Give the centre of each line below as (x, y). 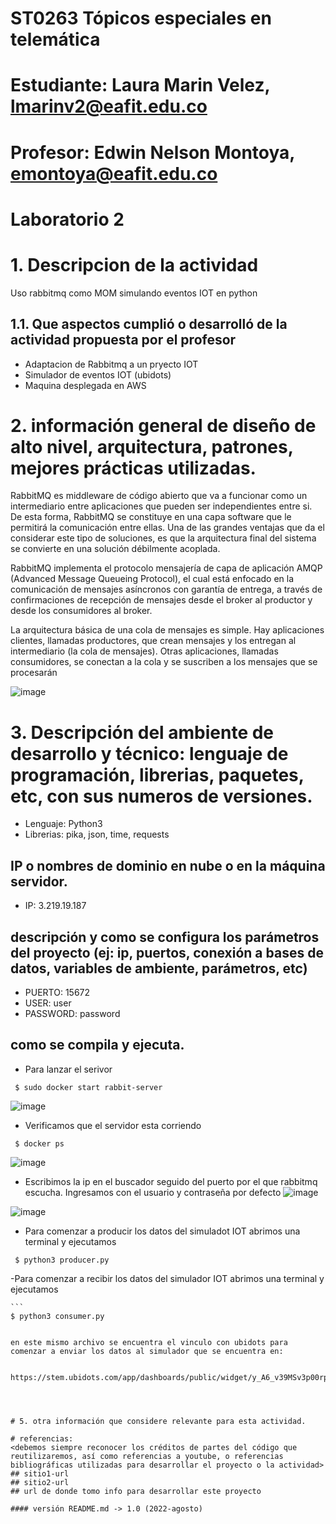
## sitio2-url (40, 1482)
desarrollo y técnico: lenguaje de (149, 753)
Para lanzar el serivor (68, 1069)
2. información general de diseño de (163, 425)
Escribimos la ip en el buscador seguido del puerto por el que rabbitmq (171, 1181)
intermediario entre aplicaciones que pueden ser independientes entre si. (161, 506)
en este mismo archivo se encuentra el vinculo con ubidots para (149, 1342)
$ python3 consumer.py (57, 1316)
